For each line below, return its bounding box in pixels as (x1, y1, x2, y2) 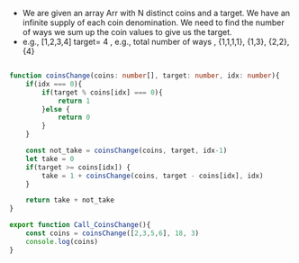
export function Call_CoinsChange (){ (9, 221, 151, 230)
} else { (41, 104, 70, 113)
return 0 (57, 113, 91, 122)
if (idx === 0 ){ (25, 79, 83, 88)
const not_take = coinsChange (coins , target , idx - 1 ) (25, 146, 228, 155)
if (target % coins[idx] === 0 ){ (41, 87, 164, 97)
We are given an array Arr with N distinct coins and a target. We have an (22, 8, 291, 18)
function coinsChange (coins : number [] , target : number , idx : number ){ (9, 71, 280, 80)
